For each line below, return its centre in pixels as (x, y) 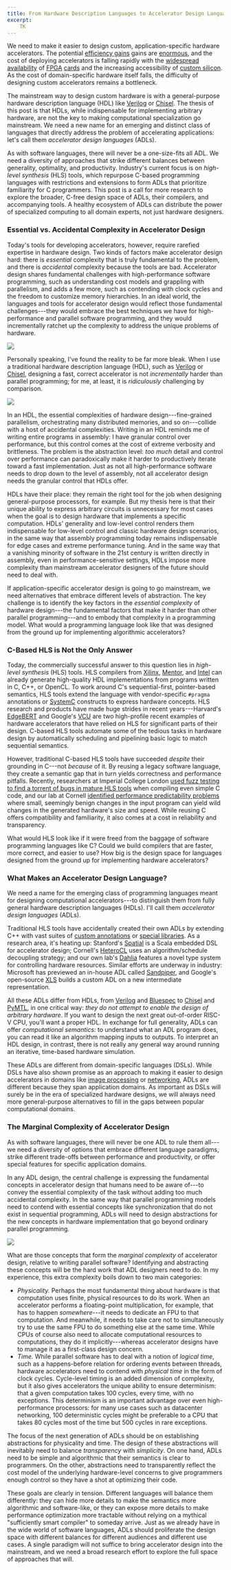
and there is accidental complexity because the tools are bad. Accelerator (112, 267)
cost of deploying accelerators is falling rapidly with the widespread (103, 61)
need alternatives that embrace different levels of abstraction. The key (107, 595)
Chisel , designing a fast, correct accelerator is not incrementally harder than (115, 374)
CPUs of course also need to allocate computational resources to (109, 1334)
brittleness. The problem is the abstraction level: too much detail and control (115, 451)
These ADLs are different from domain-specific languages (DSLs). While (110, 1065)
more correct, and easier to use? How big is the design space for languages (114, 853)
